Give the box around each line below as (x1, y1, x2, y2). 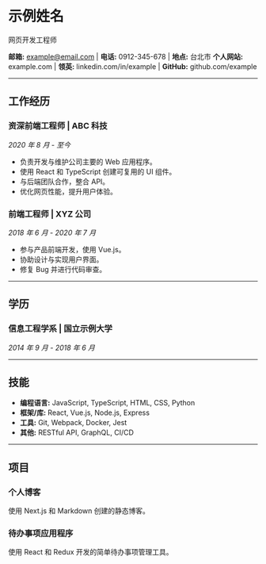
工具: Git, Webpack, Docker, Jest (19, 418, 127, 428)
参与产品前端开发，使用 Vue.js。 (19, 244, 126, 254)
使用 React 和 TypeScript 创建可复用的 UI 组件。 (19, 167, 177, 176)
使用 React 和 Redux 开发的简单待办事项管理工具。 (8, 547, 173, 557)
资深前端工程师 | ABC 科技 (8, 121, 108, 132)
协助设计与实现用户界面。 (19, 255, 104, 264)
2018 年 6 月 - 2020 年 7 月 (8, 228, 97, 237)
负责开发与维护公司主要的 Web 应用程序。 (19, 156, 157, 167)
